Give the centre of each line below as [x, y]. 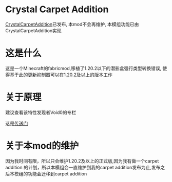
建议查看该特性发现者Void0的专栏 [41, 112]
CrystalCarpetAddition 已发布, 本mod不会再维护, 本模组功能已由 [72, 24]
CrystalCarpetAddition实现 [33, 30]
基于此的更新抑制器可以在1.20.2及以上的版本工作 [61, 75]
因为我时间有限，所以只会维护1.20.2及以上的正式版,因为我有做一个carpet [82, 161]
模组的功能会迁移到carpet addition [51, 174]
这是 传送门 [17, 123]
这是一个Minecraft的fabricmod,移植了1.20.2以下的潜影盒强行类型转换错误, [83, 68]
